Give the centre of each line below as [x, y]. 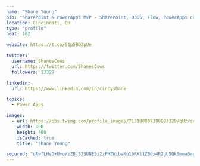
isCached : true [36, 138]
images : [16, 116]
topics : [16, 99]
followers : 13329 [33, 72]
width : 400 [30, 127]
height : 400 [32, 132]
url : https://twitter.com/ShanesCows [58, 66]
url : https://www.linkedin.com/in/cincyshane [69, 88]
